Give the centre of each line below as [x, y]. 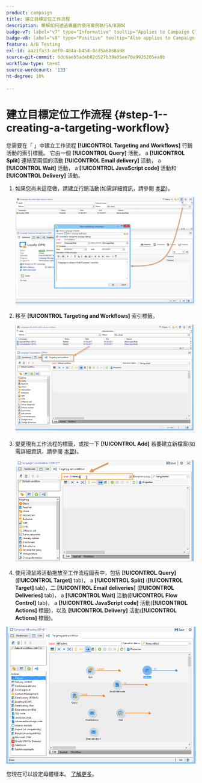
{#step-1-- [141, 115]
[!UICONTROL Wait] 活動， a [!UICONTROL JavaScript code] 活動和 [91, 168]
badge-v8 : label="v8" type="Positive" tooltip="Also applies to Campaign [101, 38]
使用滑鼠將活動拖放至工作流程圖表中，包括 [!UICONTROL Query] [95, 572]
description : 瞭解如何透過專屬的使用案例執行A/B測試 [66, 25]
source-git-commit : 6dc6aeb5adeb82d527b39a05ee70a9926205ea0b [86, 57]
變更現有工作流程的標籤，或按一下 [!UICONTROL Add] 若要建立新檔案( [103, 444]
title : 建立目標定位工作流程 [38, 19]
